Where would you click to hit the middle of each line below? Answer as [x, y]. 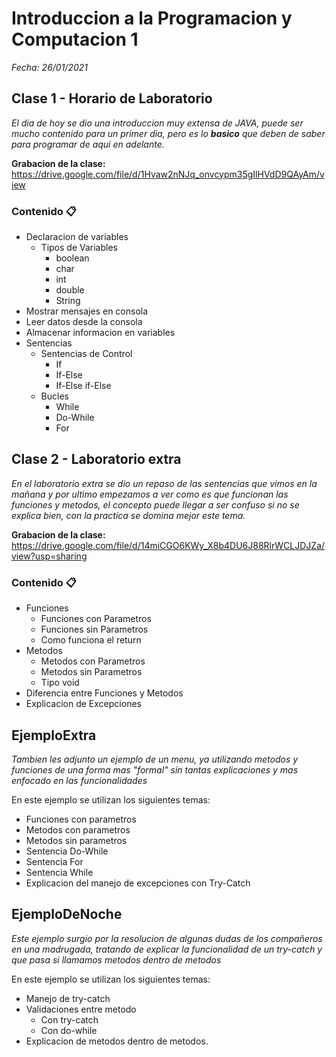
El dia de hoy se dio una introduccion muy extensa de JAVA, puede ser [157, 123]
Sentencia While [59, 872]
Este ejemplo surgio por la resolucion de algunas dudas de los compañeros [167, 938]
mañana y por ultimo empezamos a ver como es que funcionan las [150, 494]
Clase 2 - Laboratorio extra [96, 459]
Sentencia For [54, 861]
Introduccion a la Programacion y [152, 18]
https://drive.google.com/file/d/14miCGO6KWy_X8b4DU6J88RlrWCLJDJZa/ [168, 545]
